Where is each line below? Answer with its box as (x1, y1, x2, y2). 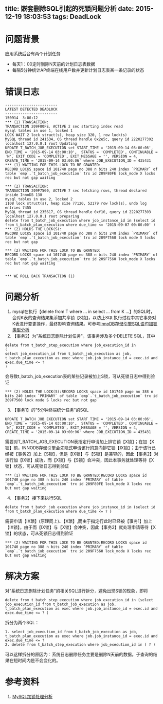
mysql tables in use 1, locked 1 (5, 129, 73, 133)
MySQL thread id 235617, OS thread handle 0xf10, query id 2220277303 (5, 210, 151, 215)
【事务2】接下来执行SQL (12, 495, 62, 501)
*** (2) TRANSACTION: (5, 184, 49, 189)
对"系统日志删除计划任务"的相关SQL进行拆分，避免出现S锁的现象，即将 (5, 588, 148, 594)
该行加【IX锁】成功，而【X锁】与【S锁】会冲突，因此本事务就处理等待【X (5, 457, 154, 463)
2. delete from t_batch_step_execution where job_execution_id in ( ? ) (5, 642, 156, 647)
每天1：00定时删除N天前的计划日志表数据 (12, 61, 95, 67)
